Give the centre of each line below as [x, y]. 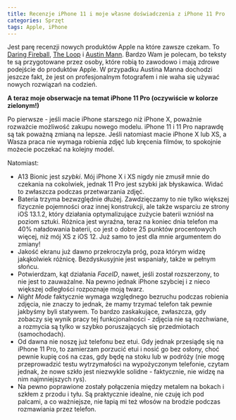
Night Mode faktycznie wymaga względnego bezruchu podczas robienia [123, 296]
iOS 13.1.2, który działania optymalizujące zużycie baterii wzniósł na [116, 214]
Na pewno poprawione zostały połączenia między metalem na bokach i [121, 387]
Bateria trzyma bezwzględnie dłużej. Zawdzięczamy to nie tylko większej [123, 199]
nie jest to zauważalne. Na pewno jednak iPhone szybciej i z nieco [114, 282]
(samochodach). [41, 334]
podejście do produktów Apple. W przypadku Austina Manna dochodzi [110, 70]
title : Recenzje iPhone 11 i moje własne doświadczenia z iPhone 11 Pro [116, 14]
